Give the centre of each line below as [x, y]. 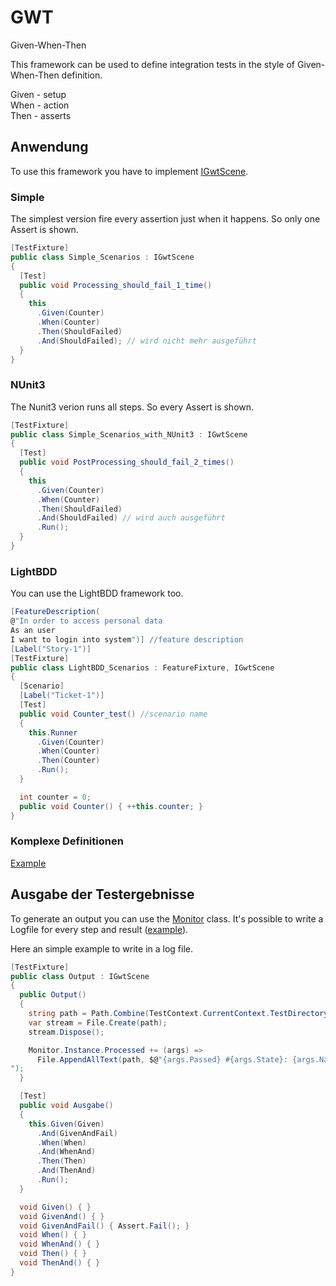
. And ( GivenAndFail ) [77, 1133]
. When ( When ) [61, 1142]
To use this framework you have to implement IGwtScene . [129, 171]
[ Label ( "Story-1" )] [51, 649]
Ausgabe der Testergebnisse [102, 894]
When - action [40, 105]
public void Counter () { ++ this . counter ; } [111, 806]
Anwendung [49, 147]
